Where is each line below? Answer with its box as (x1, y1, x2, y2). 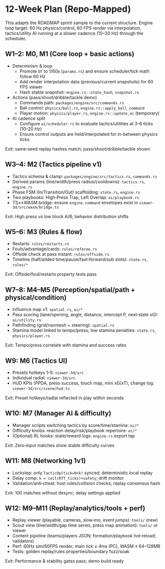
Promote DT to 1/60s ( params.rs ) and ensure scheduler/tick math (19, 68, 150, 74)
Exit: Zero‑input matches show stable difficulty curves (5, 442, 115, 448)
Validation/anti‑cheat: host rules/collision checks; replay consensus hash (12, 480, 161, 486)
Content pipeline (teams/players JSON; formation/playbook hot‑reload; (12, 533, 156, 539)
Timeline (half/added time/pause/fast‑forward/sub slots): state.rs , (12, 257, 148, 263)
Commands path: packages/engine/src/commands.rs (19, 100, 125, 106)
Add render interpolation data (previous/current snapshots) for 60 (19, 78, 154, 84)
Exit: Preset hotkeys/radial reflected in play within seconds (5, 395, 124, 401)
